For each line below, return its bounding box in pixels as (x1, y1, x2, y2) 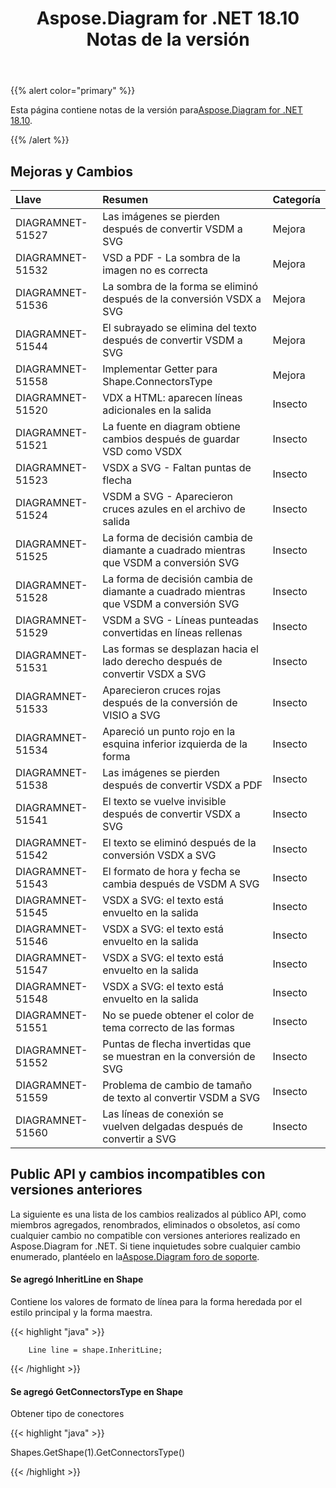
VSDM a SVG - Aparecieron (102, 490, 234, 503)
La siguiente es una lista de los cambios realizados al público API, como (10, 1208, 307, 1220)
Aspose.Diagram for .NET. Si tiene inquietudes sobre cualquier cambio (10, 1240, 301, 1252)
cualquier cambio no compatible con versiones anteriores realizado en (10, 1229, 301, 1241)
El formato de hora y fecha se (102, 865, 241, 878)
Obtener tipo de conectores (10, 1408, 125, 1420)
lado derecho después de (102, 655, 223, 668)
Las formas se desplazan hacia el (102, 642, 259, 656)
